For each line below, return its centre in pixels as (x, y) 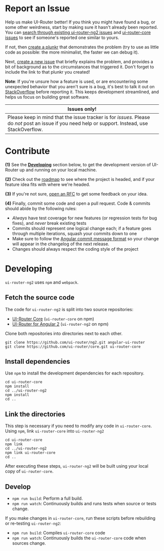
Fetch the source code (40, 298)
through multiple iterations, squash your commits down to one (74, 233)
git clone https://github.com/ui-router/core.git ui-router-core (73, 347)
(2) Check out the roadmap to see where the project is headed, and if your (80, 179)
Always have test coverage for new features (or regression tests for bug (84, 218)
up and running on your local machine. (58, 170)
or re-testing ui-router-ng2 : (33, 523)
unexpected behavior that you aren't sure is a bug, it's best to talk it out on (80, 86)
